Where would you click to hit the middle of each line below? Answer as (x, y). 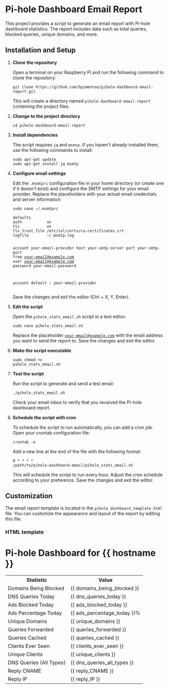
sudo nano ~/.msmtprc (35, 209)
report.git (24, 91)
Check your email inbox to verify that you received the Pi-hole (77, 402)
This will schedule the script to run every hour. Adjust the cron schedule (88, 475)
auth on (32, 222)
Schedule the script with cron (44, 417)
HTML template (25, 532)
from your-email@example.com (43, 257)
